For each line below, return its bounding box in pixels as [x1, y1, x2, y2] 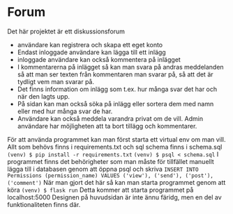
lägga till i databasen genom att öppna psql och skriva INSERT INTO [7, 165, 199, 173]
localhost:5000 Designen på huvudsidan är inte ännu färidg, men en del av [7, 192, 222, 201]
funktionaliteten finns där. [7, 200, 81, 208]
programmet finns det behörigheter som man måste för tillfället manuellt [7, 157, 214, 165]
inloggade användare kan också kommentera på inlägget [17, 55, 181, 63]
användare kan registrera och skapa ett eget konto [17, 40, 163, 49]
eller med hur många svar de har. [17, 107, 113, 115]
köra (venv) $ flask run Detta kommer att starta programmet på [7, 186, 194, 194]
